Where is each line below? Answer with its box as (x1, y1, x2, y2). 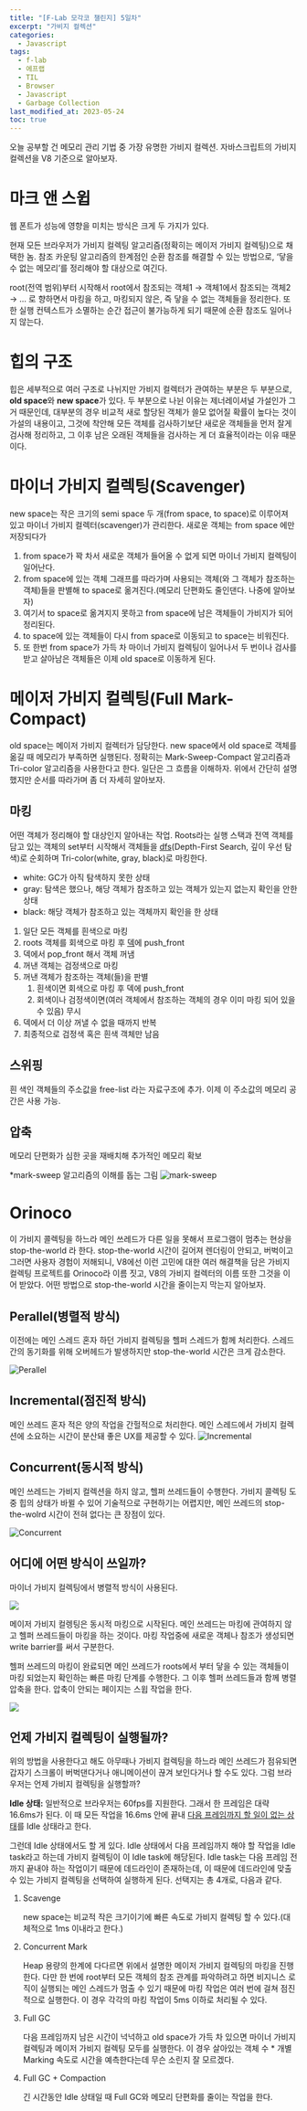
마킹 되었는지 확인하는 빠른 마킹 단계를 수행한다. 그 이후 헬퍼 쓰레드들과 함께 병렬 (9, 1671, 297, 1682)
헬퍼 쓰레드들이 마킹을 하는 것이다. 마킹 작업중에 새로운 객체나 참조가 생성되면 (18, 1629, 295, 1640)
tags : (9, 48, 30, 57)
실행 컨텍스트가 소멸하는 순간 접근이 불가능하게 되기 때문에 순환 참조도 (18, 305, 268, 316)
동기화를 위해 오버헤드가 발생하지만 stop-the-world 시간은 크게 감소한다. (26, 1346, 286, 1357)
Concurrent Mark (22, 1941, 89, 1952)
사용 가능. (26, 1095, 61, 1106)
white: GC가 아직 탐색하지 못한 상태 (22, 872, 151, 883)
